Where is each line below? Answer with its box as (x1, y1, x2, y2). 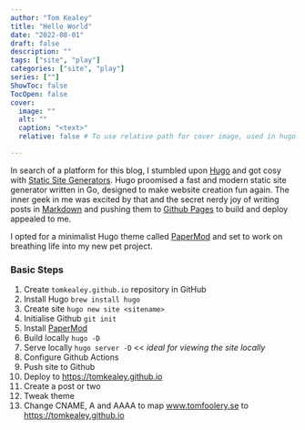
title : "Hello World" (10, 22, 93, 31)
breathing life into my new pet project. (10, 241, 153, 251)
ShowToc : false (10, 81, 68, 90)
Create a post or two (23, 381, 101, 392)
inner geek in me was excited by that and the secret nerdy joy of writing (10, 193, 280, 205)
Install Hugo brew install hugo (23, 293, 140, 305)
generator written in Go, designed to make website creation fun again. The (10, 184, 290, 195)
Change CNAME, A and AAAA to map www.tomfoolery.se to (23, 400, 249, 411)
